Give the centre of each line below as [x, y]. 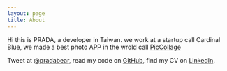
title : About [26, 20]
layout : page [26, 13]
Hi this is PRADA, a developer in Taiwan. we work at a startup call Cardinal [114, 39]
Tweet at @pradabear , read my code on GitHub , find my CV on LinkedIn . [111, 60]
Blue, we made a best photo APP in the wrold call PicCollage [94, 47]
